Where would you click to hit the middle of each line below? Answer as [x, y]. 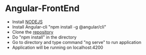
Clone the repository [33, 32]
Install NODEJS [27, 22]
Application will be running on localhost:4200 [58, 47]
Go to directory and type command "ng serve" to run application [77, 42]
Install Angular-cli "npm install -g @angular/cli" [59, 27]
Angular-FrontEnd [42, 8]
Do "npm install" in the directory [44, 37]
